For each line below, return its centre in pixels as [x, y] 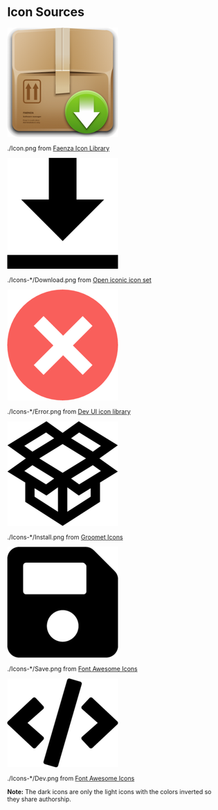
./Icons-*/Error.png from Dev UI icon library [69, 411]
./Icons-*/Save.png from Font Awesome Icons [72, 669]
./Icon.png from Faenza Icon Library [58, 148]
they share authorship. [39, 799]
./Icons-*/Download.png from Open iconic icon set [80, 280]
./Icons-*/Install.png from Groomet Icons [65, 537]
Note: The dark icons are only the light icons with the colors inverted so [109, 791]
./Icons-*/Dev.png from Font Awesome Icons [71, 778]
